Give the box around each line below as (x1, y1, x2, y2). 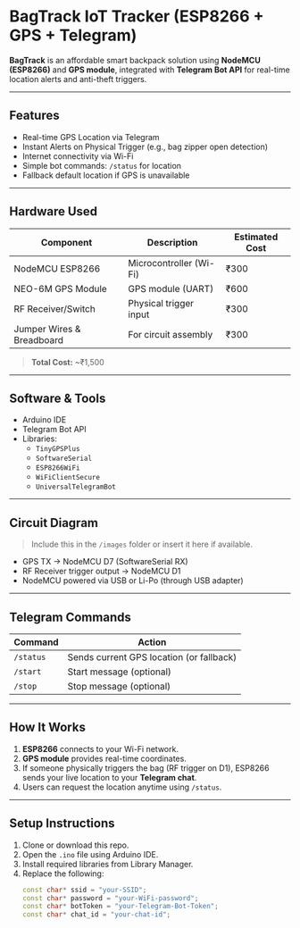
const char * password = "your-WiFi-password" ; (21, 893, 199, 903)
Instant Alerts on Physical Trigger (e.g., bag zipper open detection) (21, 141, 269, 152)
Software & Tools (9, 390, 106, 405)
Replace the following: (21, 868, 104, 879)
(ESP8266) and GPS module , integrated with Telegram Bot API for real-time (9, 64, 290, 75)
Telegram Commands (9, 609, 131, 624)
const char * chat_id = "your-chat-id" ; (21, 910, 171, 919)
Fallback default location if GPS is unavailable (21, 170, 190, 180)
